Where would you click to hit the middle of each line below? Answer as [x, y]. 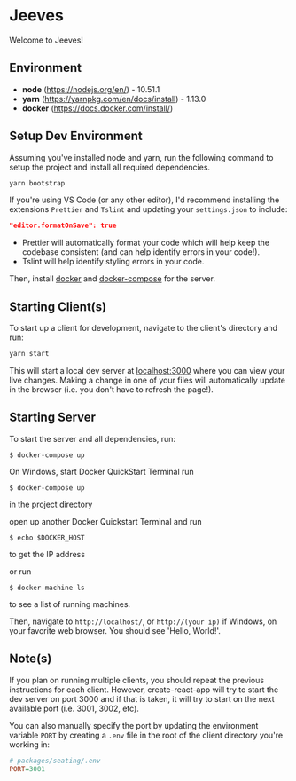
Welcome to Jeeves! [47, 40]
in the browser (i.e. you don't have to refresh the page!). [112, 390]
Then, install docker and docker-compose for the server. [112, 279]
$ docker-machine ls [47, 588]
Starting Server [52, 418]
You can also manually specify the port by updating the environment [134, 725]
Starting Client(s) [58, 307]
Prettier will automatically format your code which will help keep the [146, 243]
